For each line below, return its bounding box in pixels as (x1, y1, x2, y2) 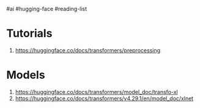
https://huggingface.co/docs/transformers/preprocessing (15, 46, 161, 54)
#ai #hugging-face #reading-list (6, 5, 87, 12)
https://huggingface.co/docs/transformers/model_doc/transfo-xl (15, 88, 179, 95)
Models (6, 68, 45, 82)
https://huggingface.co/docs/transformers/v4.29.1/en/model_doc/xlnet (15, 95, 194, 102)
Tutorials (6, 27, 53, 40)
